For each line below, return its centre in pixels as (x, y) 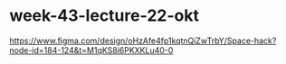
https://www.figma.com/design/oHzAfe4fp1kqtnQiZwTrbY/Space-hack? (143, 41)
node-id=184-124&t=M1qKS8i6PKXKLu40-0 (91, 50)
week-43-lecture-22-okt (104, 16)
